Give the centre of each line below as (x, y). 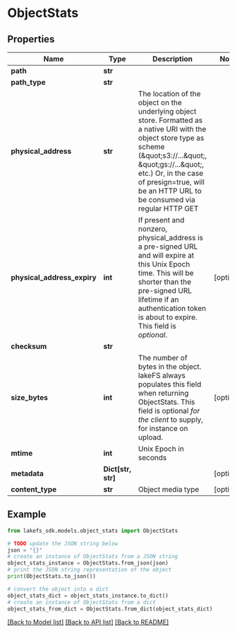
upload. (151, 437)
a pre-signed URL (168, 247)
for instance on (163, 428)
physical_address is (170, 238)
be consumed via (166, 200)
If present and (161, 220)
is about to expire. (168, 317)
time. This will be (166, 273)
